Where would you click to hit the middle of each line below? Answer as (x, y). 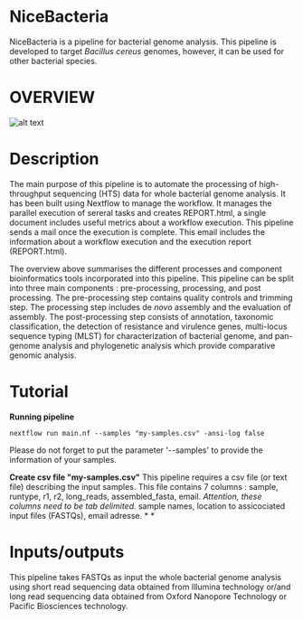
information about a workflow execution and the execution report (130, 241)
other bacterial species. (53, 61)
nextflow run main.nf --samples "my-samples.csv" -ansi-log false (137, 433)
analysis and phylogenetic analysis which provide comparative (159, 345)
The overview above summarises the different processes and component (146, 268)
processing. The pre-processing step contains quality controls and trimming (151, 297)
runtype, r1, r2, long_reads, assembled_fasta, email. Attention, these (136, 496)
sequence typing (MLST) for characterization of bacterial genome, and (141, 335)
